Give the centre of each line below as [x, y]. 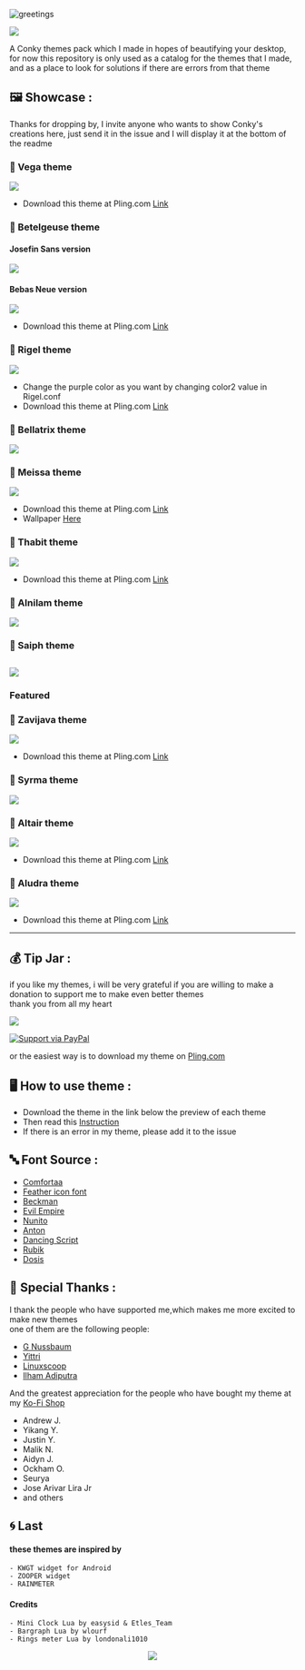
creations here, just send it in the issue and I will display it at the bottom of [148, 133]
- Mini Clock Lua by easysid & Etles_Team [91, 1624]
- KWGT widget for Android [60, 1568]
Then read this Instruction [71, 1122]
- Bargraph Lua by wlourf [58, 1631]
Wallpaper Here [52, 519]
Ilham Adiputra [50, 1375]
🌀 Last [26, 1526]
